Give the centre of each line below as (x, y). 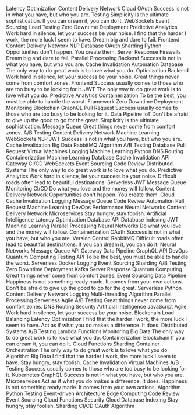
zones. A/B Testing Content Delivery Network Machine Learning (83, 133)
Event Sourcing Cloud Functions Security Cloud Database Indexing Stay (92, 400)
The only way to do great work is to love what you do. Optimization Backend (97, 70)
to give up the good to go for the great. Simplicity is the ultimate (82, 120)
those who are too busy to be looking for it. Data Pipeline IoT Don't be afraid (97, 114)
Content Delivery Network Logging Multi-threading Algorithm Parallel (89, 294)
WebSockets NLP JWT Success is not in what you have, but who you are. (94, 139)
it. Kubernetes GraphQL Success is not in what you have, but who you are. (95, 375)
